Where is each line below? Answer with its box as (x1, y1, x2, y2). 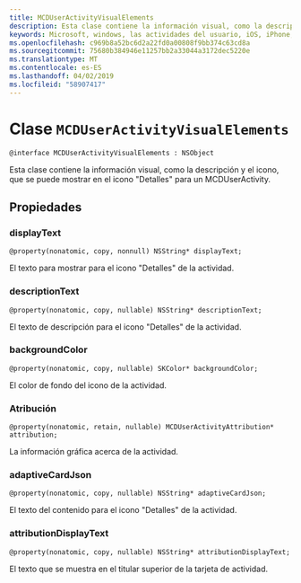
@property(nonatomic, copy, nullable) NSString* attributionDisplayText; (9, 547, 291, 557)
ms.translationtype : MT (9, 55, 99, 64)
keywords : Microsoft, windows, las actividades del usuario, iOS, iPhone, (9, 30, 295, 39)
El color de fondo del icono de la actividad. (9, 379, 168, 391)
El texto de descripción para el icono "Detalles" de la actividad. (9, 321, 242, 332)
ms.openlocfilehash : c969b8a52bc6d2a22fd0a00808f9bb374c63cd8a (9, 38, 251, 48)
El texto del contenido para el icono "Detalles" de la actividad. (9, 505, 237, 516)
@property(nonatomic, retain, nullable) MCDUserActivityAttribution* (9, 423, 275, 432)
